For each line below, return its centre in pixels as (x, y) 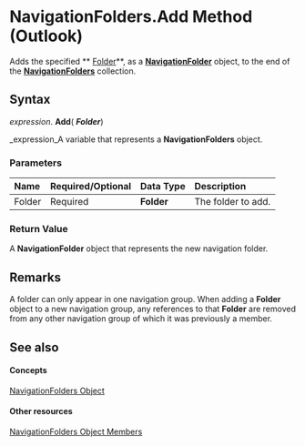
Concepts (28, 370)
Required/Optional (91, 187)
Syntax (30, 100)
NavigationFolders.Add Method (131, 17)
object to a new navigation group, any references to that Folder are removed (152, 309)
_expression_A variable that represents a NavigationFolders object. (136, 139)
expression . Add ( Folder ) (56, 121)
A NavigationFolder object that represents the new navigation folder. (139, 248)
